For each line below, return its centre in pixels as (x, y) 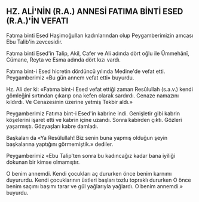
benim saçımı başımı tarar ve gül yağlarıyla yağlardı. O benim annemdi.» (95, 186)
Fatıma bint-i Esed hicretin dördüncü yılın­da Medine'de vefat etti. (86, 71)
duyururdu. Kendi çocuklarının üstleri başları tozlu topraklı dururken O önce (99, 180)
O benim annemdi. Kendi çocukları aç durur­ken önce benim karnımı (89, 173)
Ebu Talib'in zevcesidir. (34, 42)
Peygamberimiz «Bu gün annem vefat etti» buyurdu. (70, 77)
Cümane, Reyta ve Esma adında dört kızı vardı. (64, 59)
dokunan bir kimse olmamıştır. (43, 162)
